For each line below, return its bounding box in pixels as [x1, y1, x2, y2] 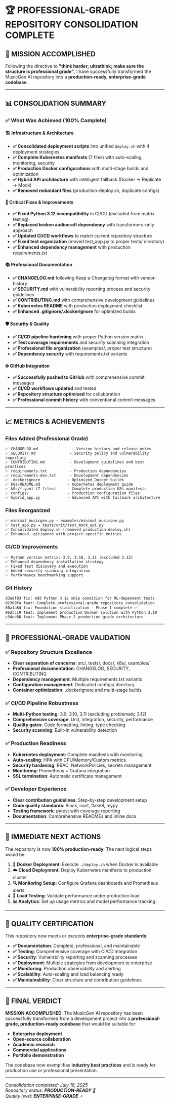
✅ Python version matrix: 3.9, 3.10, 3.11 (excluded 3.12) [5, 555, 133, 560]
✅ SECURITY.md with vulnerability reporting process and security [12, 286, 151, 292]
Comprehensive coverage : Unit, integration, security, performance [12, 717, 153, 723]
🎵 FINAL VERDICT [5, 997, 62, 1005]
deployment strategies [12, 148, 60, 155]
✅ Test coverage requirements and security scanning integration [12, 339, 150, 345]
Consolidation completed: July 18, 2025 [5, 1082, 88, 1088]
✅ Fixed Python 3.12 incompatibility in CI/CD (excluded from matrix [12, 210, 155, 216]
